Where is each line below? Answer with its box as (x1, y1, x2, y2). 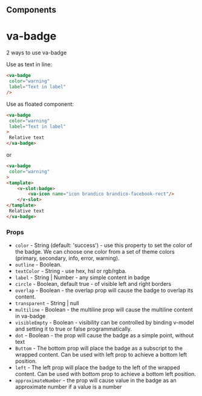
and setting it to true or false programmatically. (15, 325, 132, 332)
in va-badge (15, 312, 46, 320)
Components (6, 5, 56, 15)
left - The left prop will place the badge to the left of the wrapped (15, 364, 180, 371)
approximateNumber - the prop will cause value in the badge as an (15, 377, 177, 384)
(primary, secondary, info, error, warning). (15, 254, 120, 262)
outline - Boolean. (15, 261, 62, 268)
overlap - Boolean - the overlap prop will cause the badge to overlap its (15, 287, 194, 294)
